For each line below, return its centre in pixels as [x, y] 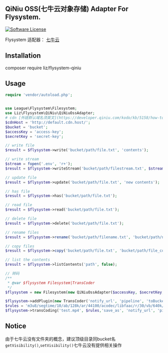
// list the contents [28, 260]
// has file [17, 191]
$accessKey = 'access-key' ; [34, 132]
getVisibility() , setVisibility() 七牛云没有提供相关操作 [63, 345]
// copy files [20, 246]
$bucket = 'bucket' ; [27, 127]
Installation [23, 56]
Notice [16, 326]
